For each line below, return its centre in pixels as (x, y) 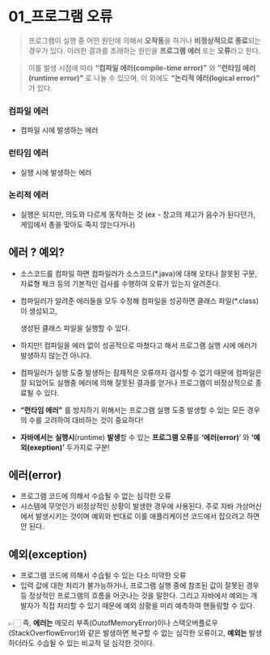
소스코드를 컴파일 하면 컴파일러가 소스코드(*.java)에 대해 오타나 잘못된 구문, (138, 273)
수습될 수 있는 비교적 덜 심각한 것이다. (95, 643)
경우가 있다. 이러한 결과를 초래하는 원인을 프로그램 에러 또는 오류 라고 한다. (144, 50)
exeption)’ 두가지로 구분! (70, 447)
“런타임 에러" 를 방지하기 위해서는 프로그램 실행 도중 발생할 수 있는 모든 (133, 410)
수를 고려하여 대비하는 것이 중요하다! (86, 420)
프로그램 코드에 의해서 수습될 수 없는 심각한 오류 (95, 496)
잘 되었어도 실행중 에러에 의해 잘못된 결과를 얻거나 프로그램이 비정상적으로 (137, 382)
